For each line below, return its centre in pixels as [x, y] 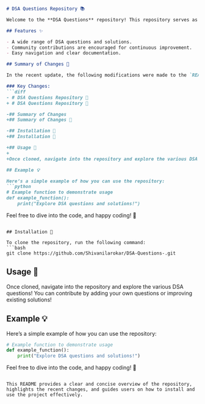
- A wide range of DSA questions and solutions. [69, 42]
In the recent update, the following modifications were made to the [97, 75]
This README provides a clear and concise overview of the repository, [99, 384]
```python [19, 187]
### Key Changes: [28, 86]
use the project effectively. [45, 395]
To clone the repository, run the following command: [76, 242]
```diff [16, 92]
